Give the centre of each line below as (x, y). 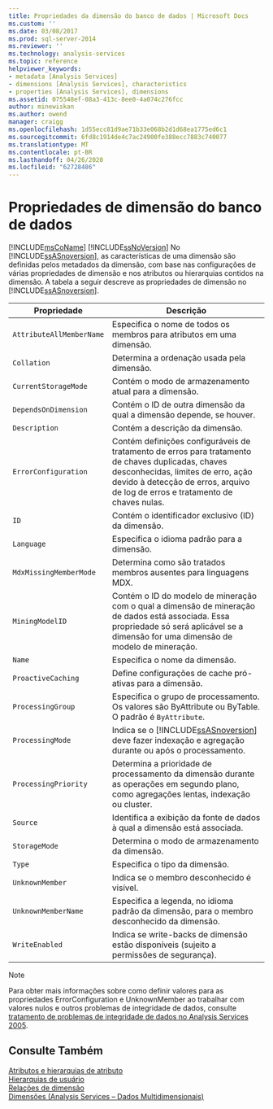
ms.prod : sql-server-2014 (52, 39)
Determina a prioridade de (162, 764)
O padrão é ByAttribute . (159, 717)
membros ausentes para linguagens (181, 573)
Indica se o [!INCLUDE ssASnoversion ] (185, 731)
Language (29, 544)
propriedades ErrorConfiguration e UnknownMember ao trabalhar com (127, 1000)
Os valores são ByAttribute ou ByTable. (186, 707)
